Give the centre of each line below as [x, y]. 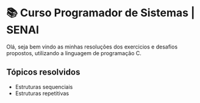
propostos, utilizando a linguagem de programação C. [74, 53]
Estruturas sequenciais [44, 87]
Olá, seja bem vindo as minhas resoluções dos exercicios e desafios [92, 47]
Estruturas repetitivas [42, 93]
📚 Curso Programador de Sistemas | [101, 13]
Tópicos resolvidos [43, 72]
